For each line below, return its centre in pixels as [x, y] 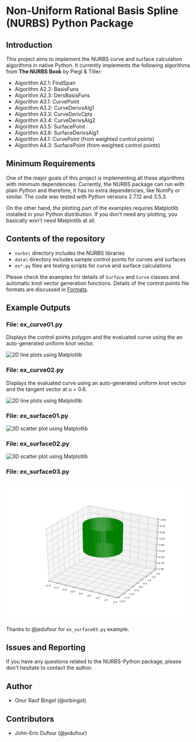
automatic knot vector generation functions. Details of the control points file [98, 283]
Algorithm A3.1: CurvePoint [47, 102]
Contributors [30, 719]
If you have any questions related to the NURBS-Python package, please [94, 662]
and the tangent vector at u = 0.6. [46, 389]
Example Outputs [38, 308]
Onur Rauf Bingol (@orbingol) [50, 700]
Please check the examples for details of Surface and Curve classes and [93, 276]
